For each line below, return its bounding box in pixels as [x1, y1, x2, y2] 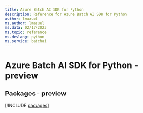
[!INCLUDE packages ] [5, 102, 49, 108]
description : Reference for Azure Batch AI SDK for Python [5, 12, 127, 17]
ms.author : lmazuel [5, 20, 45, 26]
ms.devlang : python [5, 35, 45, 39]
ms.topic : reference [5, 30, 47, 35]
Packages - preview [5, 90, 67, 98]
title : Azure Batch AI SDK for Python [5, 7, 84, 12]
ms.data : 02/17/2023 [5, 25, 47, 30]
